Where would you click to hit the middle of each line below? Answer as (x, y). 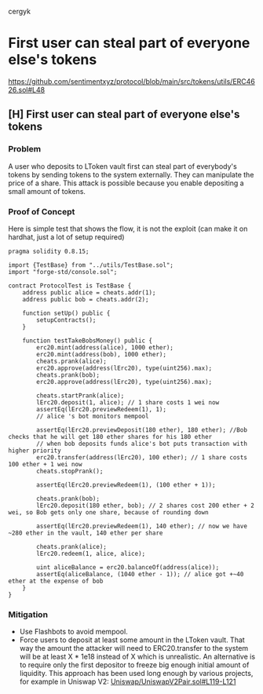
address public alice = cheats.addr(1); (89, 292)
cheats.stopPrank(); (70, 471)
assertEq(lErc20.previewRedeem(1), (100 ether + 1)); (126, 485)
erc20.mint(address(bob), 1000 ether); (102, 354)
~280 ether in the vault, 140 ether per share (86, 533)
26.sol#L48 (27, 89)
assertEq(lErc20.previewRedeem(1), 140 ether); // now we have (142, 526)
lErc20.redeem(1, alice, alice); (91, 553)
